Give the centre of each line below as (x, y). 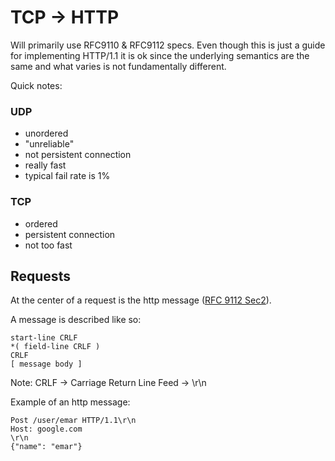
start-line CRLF (44, 338)
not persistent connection (78, 155)
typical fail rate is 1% (67, 176)
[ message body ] (46, 364)
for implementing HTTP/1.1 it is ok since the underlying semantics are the (160, 55)
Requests (40, 276)
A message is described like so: (76, 320)
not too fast (48, 245)
